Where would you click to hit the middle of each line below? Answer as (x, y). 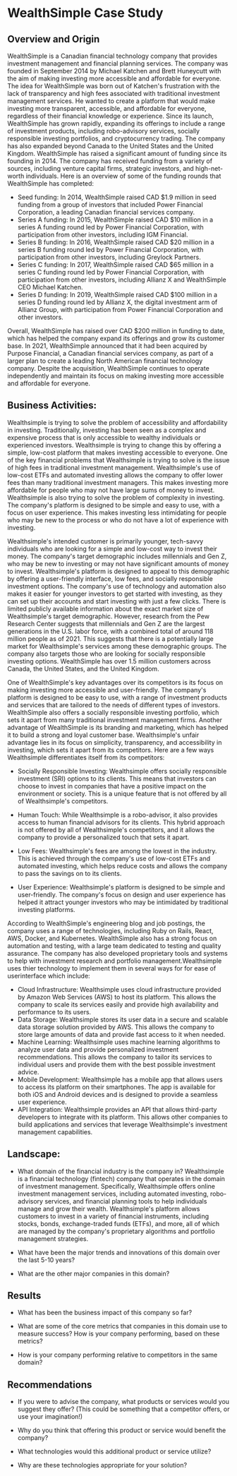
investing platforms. (46, 909)
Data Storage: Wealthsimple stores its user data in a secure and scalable (123, 1019)
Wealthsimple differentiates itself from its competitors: (86, 757)
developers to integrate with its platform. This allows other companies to (122, 1117)
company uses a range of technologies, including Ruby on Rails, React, (110, 930)
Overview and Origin (54, 39)
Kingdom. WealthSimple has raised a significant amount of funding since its (117, 154)
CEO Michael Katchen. (50, 287)
